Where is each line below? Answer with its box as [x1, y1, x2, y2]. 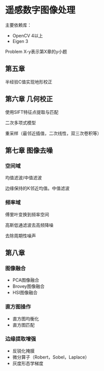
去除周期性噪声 [5, 233, 36, 239]
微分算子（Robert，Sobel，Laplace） [12, 354, 90, 360]
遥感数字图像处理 [5, 4, 76, 16]
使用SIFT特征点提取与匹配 [5, 109, 59, 115]
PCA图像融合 [12, 277, 39, 283]
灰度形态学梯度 [12, 360, 43, 366]
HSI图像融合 [12, 290, 37, 296]
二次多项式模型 [5, 119, 36, 125]
